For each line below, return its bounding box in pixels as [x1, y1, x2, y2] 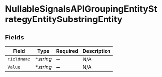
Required [56, 48, 79, 54]
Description [82, 48, 111, 54]
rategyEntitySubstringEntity [5, 14, 123, 25]
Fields [5, 33, 25, 41]
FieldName [7, 57, 30, 62]
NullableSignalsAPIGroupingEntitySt [5, 3, 157, 15]
